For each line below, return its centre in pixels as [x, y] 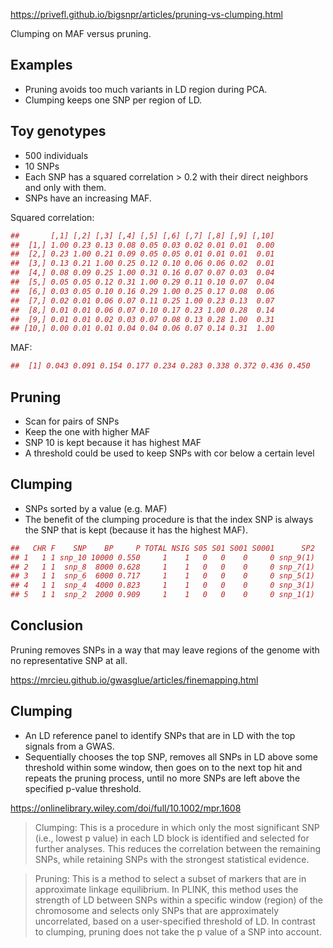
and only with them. [65, 187]
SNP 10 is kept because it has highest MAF [113, 442]
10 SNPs [42, 166]
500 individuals [56, 155]
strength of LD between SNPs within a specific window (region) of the [179, 900]
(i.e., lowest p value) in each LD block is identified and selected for [172, 838]
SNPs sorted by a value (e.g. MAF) [96, 508]
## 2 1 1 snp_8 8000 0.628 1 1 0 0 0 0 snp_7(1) [162, 567]
